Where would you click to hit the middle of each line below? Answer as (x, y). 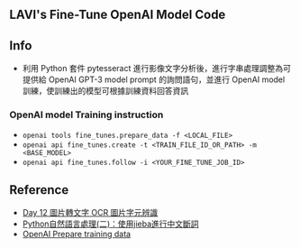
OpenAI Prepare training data (77, 234)
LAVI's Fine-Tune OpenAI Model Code (118, 15)
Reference (39, 190)
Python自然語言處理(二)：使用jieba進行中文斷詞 (111, 224)
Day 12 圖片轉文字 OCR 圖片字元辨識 (90, 213)
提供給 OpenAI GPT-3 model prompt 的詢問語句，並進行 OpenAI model (154, 79)
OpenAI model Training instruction (86, 115)
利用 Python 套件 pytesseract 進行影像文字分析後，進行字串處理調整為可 (156, 69)
